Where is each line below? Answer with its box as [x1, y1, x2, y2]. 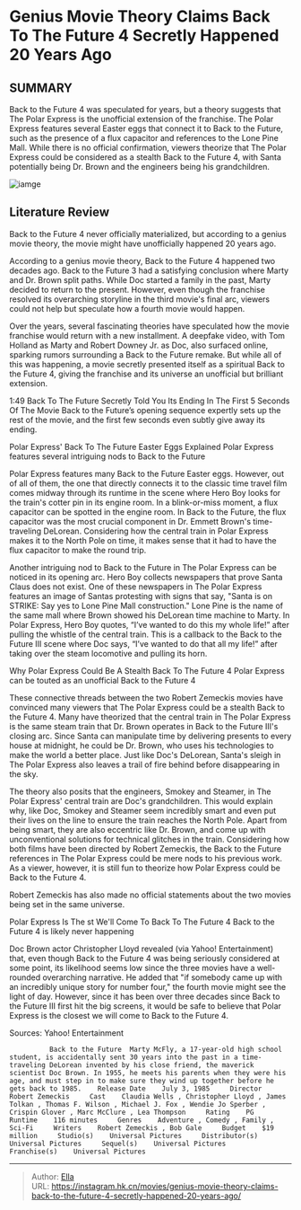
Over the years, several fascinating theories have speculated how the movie [9, 321, 289, 331]
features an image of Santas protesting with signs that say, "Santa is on [9, 590, 273, 601]
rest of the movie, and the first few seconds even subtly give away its [9, 414, 266, 425]
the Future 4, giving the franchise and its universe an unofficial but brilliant [9, 368, 284, 379]
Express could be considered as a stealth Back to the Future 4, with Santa [9, 152, 282, 163]
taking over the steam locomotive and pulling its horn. [9, 648, 208, 658]
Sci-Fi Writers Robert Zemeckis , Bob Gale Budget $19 [9, 1123, 275, 1133]
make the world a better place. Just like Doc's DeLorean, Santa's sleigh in [9, 749, 281, 760]
